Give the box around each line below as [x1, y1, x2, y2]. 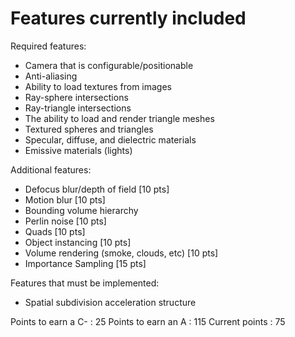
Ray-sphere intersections [24, 91, 129, 103]
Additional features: [10, 163, 92, 176]
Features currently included [10, 7, 247, 30]
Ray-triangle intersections [24, 102, 132, 114]
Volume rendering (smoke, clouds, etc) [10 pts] [24, 247, 219, 259]
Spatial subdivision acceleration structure [24, 296, 197, 308]
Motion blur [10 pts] [24, 193, 106, 206]
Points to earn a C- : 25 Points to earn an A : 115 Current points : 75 [10, 315, 286, 327]
